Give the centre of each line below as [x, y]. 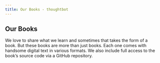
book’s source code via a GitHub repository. [49, 56]
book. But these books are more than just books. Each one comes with [76, 46]
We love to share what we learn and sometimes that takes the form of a [76, 40]
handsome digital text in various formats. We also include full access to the [80, 50]
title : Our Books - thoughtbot [37, 9]
